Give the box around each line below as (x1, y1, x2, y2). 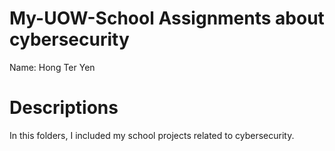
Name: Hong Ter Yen (9, 61, 96, 73)
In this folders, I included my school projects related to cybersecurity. (9, 129, 295, 141)
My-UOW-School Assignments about (9, 7, 325, 30)
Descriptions (9, 97, 119, 119)
